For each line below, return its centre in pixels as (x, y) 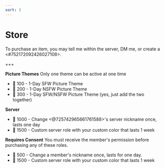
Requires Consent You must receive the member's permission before (77, 140)
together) (22, 99)
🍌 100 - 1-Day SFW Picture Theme (48, 83)
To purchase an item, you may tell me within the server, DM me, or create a (83, 49)
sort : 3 (13, 10)
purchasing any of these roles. (37, 145)
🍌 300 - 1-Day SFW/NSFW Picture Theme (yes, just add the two (78, 94)
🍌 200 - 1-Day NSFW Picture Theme (50, 89)
